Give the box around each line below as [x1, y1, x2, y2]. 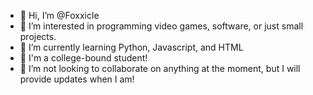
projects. [19, 31, 57, 42]
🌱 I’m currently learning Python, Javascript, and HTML [19, 41, 244, 53]
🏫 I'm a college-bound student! [19, 52, 148, 64]
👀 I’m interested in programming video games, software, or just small [19, 20, 304, 32]
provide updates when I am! [19, 73, 135, 85]
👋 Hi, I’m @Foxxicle [19, 10, 100, 21]
